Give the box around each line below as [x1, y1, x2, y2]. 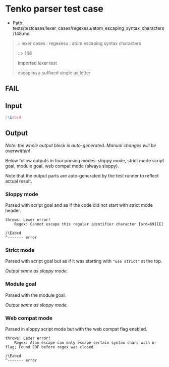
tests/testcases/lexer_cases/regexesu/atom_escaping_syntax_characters [12, 25, 164, 31]
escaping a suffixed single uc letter [17, 69, 91, 76]
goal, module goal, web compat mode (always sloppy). [5, 163, 120, 169]
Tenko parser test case [5, 3, 103, 15]
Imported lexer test [17, 60, 57, 66]
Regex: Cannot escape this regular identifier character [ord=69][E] [14, 222, 164, 227]
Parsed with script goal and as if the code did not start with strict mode [5, 202, 153, 208]
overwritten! [5, 148, 30, 154]
